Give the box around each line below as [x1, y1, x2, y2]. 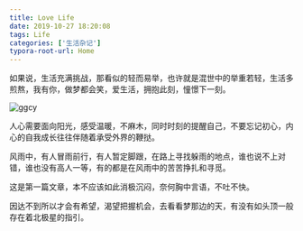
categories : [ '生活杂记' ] [9, 38, 102, 48]
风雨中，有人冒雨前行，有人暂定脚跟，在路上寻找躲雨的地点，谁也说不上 [9, 151, 278, 162]
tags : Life [9, 30, 50, 39]
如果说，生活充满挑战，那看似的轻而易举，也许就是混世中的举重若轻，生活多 [9, 73, 294, 84]
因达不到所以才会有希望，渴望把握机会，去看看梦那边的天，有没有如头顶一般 [9, 200, 294, 212]
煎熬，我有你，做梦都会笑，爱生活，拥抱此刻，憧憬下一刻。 [9, 84, 231, 95]
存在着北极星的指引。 [9, 212, 88, 223]
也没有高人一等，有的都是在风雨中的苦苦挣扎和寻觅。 [32, 162, 231, 173]
